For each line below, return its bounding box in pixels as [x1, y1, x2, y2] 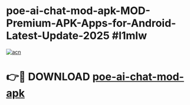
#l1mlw [112, 29, 148, 42]
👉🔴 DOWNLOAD [6, 70, 90, 83]
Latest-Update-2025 [6, 29, 110, 42]
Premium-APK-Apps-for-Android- [6, 16, 176, 30]
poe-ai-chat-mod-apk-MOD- [6, 4, 150, 18]
